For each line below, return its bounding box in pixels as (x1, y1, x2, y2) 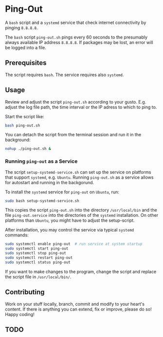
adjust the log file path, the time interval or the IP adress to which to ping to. (5, 104, 157, 110)
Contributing (5, 288, 45, 296)
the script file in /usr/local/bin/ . (5, 274, 72, 279)
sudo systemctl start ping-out (5, 246, 69, 251)
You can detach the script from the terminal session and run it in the (5, 132, 142, 138)
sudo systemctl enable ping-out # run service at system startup (5, 242, 143, 247)
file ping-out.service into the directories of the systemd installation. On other (5, 212, 159, 218)
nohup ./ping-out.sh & (5, 147, 51, 151)
